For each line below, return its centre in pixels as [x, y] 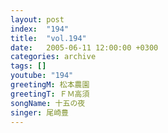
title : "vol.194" [48, 38]
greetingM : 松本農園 [50, 85]
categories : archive [53, 57]
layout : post [37, 19]
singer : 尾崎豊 [39, 112]
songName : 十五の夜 [48, 103]
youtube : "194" [42, 76]
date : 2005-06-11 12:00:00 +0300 [84, 47]
